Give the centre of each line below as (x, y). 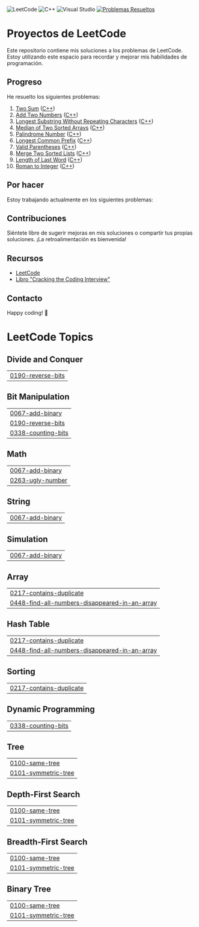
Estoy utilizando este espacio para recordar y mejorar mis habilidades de (97, 57)
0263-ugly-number (39, 480)
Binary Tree (29, 889)
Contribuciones (37, 218)
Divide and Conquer (45, 359)
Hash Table (28, 624)
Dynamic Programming (51, 710)
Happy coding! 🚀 (28, 313)
